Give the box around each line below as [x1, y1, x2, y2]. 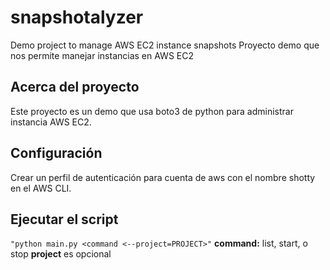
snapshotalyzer [10, 6, 144, 29]
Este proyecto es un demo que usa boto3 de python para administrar [10, 105, 294, 117]
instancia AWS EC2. [10, 116, 92, 128]
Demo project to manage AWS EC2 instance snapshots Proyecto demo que [10, 39, 320, 51]
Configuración [10, 145, 103, 162]
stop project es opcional [10, 248, 112, 260]
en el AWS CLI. [10, 182, 72, 194]
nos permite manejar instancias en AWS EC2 [10, 49, 194, 61]
